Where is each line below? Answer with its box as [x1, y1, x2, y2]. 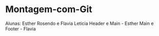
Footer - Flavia [5, 25, 36, 31]
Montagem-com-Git [5, 4, 93, 15]
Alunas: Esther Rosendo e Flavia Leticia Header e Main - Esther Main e [5, 20, 154, 26]
